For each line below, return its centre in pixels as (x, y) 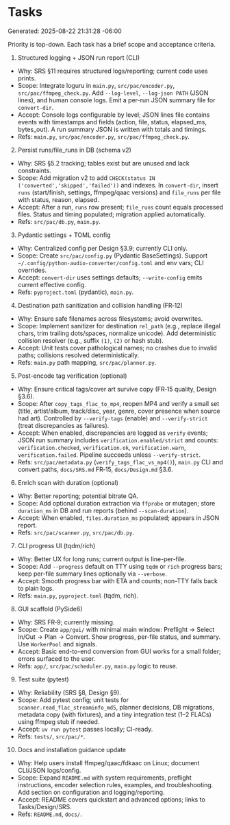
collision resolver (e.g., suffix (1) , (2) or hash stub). (90, 340)
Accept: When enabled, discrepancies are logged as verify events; (113, 433)
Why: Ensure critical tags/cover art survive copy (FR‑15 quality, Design (117, 389)
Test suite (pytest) (43, 679)
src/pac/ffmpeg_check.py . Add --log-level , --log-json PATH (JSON (113, 93)
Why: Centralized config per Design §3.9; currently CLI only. (102, 248)
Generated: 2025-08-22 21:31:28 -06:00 (65, 31)
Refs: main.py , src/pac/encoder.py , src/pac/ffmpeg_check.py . (104, 136)
